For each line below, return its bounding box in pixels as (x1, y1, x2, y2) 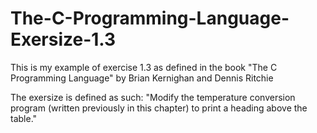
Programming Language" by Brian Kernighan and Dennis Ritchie (10, 72, 274, 84)
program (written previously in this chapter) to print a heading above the (10, 102, 308, 114)
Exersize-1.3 (10, 28, 117, 51)
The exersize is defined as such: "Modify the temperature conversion (10, 91, 296, 103)
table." (10, 112, 38, 124)
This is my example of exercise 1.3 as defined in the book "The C (10, 61, 278, 73)
